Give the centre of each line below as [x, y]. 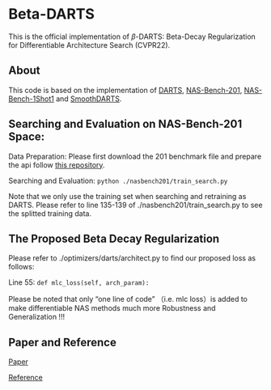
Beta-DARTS [52, 14]
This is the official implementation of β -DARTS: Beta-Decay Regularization [132, 36]
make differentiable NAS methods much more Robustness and [112, 308]
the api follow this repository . [57, 165]
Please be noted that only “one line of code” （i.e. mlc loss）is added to [128, 299]
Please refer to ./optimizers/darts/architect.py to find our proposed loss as [132, 258]
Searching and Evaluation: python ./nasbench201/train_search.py [118, 180]
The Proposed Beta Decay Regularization [114, 238]
